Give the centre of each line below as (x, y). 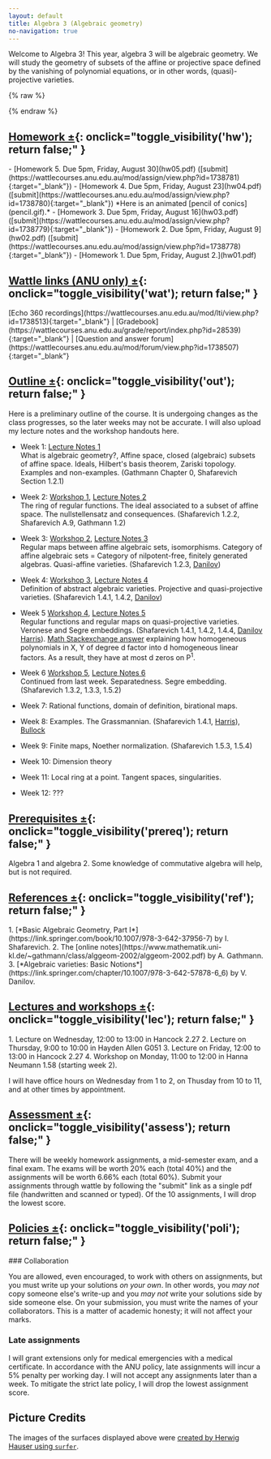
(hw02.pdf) (27, 238)
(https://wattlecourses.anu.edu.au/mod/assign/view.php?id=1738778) (125, 247)
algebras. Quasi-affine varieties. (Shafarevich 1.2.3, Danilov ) (120, 564)
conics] (234, 204)
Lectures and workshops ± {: (82, 1007)
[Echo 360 (26, 313)
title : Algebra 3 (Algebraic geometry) (76, 24)
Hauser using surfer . (44, 1446)
